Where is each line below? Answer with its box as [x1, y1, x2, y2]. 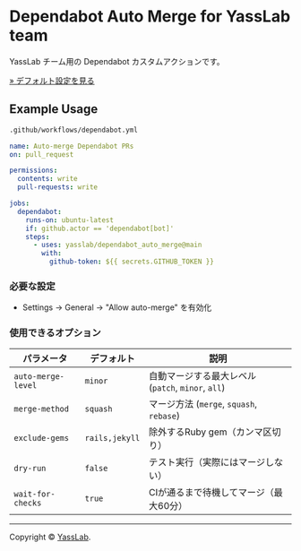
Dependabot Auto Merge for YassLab [9, 6, 291, 27]
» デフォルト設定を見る [9, 74, 96, 86]
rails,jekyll [84, 433, 141, 443]
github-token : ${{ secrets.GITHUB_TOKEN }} [48, 257, 215, 266]
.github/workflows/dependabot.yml [9, 125, 139, 134]
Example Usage [9, 101, 99, 117]
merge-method [13, 403, 70, 414]
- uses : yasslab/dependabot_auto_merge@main [32, 240, 202, 250]
